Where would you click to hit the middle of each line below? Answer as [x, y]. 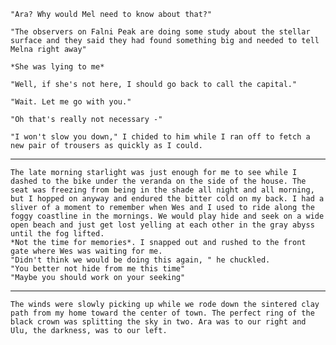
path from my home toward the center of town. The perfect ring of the [162, 313]
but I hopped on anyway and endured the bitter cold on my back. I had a [167, 199]
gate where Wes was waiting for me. [86, 251]
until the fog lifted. [57, 234]
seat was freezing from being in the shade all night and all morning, [162, 190]
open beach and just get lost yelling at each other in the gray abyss [162, 225]
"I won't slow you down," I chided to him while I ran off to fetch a [160, 137]
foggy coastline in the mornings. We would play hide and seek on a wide [167, 216]
